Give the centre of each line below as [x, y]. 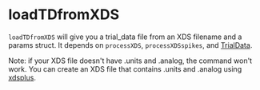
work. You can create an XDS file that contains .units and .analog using [125, 68]
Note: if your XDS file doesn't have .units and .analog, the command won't [130, 61]
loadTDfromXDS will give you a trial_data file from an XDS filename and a [125, 37]
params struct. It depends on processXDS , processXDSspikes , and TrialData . [130, 45]
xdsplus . [22, 77]
